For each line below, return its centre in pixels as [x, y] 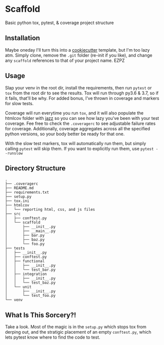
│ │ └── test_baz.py [30, 283]
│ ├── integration [26, 274]
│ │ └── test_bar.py [30, 270]
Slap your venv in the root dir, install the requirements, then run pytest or [79, 87]
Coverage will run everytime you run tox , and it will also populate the [74, 113]
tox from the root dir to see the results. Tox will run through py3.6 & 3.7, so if [82, 93]
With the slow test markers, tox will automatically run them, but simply [76, 143]
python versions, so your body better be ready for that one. [65, 134]
